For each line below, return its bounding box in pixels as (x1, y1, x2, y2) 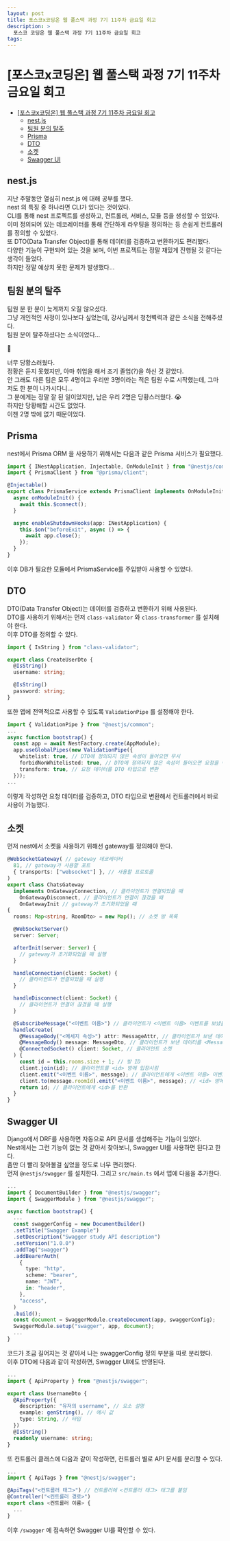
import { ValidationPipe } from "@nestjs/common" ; (7, 721, 155, 728)
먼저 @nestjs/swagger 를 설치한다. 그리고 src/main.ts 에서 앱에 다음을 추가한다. (7, 1169, 222, 1177)
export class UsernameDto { (7, 1390, 88, 1397)
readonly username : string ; (13, 1435, 94, 1441)
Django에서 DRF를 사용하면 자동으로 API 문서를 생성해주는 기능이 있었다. (7, 1134, 202, 1143)
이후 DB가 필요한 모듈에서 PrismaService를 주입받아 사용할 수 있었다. (7, 565, 193, 573)
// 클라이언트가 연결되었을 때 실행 (19, 976, 104, 983)
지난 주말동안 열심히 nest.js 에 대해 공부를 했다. (7, 194, 133, 203)
